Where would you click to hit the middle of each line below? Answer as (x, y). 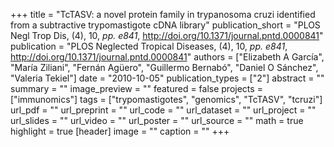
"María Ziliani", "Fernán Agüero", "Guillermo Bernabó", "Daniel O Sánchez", (164, 67)
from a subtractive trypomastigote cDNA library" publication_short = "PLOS (165, 25)
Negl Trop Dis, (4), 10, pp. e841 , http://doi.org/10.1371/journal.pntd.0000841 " (167, 35)
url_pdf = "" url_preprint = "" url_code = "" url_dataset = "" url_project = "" (163, 110)
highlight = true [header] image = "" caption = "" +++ (120, 131)
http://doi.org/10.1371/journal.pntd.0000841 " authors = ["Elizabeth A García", (167, 57)
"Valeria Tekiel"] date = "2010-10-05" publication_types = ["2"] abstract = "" (167, 78)
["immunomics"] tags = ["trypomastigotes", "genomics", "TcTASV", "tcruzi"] (166, 99)
